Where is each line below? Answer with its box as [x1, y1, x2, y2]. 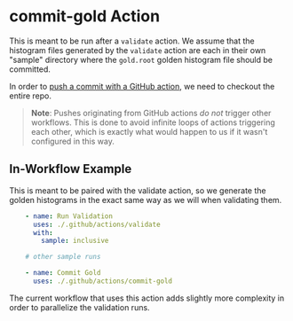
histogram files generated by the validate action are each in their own [9, 44, 266, 55]
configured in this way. [30, 136, 115, 146]
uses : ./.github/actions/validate [32, 220, 162, 229]
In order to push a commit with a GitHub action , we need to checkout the [9, 81, 275, 91]
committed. [9, 64, 51, 74]
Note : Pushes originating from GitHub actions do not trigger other [30, 107, 272, 118]
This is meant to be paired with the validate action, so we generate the [9, 184, 266, 196]
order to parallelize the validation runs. [9, 301, 150, 312]
